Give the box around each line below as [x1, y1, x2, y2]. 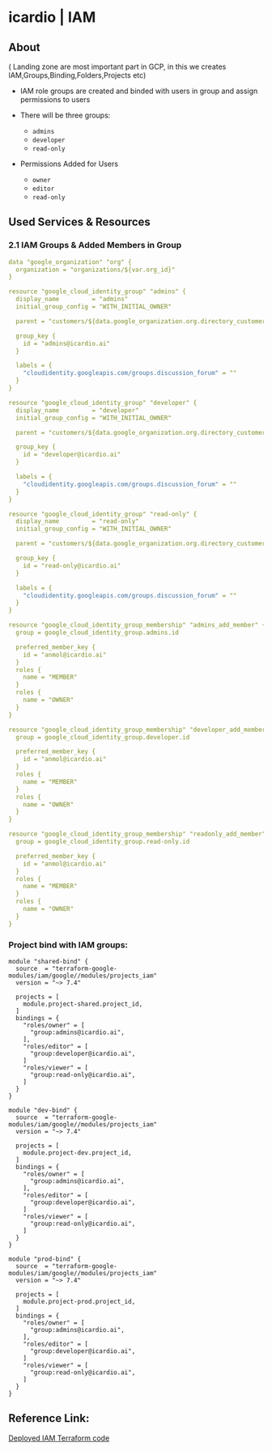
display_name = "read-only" [15, 517, 139, 526]
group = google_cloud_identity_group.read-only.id [15, 838, 190, 846]
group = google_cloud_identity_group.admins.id [15, 628, 180, 637]
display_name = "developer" [15, 406, 139, 415]
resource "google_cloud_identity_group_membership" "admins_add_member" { [8, 621, 266, 629]
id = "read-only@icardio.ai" [23, 561, 121, 570]
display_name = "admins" [15, 296, 129, 304]
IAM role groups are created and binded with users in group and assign [19, 86, 258, 96]
